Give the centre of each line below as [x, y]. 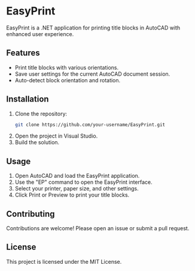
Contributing [31, 214]
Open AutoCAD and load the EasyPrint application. [77, 176]
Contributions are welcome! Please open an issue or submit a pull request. [98, 228]
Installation [28, 99]
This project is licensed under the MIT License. [64, 261]
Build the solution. [37, 142]
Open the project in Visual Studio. [56, 136]
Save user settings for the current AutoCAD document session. [92, 74]
